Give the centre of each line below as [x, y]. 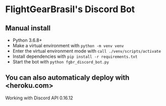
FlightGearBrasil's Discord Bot [70, 9]
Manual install [28, 28]
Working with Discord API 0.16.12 [39, 98]
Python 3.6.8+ [27, 40]
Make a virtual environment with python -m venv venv [68, 46]
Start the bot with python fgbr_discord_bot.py [61, 62]
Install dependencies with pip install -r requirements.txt [75, 56]
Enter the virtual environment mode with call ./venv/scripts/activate [87, 51]
